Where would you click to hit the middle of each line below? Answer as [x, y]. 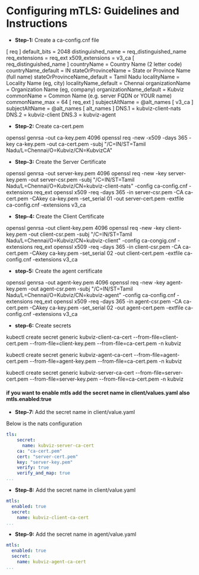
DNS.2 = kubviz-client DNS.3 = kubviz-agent [61, 115]
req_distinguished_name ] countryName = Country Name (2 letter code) [94, 64]
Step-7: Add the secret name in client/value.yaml [75, 412]
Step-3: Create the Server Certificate [60, 162]
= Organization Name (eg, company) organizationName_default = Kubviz [95, 89]
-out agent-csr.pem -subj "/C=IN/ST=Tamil [80, 289]
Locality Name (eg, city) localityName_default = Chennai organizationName [99, 83]
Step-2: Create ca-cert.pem [49, 126]
